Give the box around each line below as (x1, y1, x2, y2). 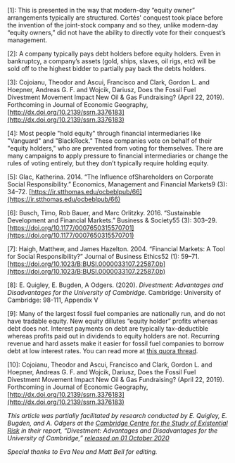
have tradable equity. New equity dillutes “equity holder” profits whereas (7, 317, 218, 325)
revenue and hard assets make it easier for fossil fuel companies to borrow (7, 339, 224, 348)
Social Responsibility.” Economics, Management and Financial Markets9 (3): (7, 180, 227, 189)
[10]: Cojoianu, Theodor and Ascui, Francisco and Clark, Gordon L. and (7, 360, 212, 369)
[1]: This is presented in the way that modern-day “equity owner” (7, 6, 196, 14)
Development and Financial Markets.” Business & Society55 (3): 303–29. (7, 216, 217, 224)
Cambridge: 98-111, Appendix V (7, 296, 99, 304)
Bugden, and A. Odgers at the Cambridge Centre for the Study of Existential (7, 419, 229, 427)
